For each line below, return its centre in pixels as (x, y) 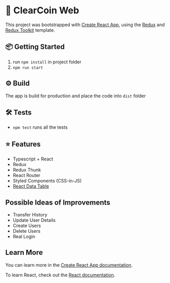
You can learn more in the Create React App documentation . (69, 265)
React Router (26, 175)
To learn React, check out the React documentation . (60, 275)
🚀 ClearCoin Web (42, 11)
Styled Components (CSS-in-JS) (47, 181)
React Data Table (31, 186)
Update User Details (34, 220)
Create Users (27, 226)
